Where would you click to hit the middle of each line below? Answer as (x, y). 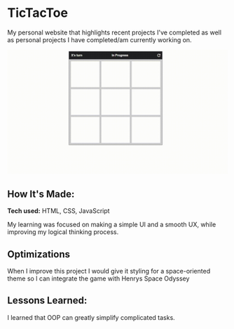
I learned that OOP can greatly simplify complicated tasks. (91, 317)
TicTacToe (38, 13)
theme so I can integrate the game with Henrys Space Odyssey (98, 278)
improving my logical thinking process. (63, 232)
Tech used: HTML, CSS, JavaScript (58, 211)
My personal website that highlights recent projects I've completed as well (115, 32)
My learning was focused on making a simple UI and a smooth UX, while (112, 225)
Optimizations (39, 254)
